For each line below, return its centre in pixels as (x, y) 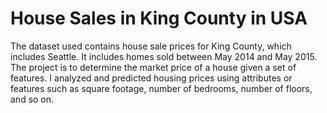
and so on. (32, 99)
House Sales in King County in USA (159, 18)
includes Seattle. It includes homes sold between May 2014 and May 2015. (164, 56)
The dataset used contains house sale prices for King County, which (151, 46)
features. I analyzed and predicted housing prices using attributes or (151, 78)
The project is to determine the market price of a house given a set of (153, 67)
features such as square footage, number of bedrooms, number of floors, (161, 88)
